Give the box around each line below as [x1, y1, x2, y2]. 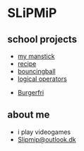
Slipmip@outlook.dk [17, 135, 76, 143]
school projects [7, 33, 78, 45]
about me [7, 108, 50, 121]
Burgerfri [17, 89, 44, 96]
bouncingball [17, 67, 56, 75]
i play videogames [17, 128, 71, 136]
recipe [17, 60, 37, 68]
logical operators [17, 74, 67, 83]
